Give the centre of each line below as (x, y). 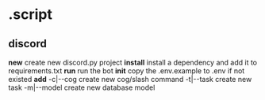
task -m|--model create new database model (82, 87)
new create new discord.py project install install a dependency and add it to (133, 62)
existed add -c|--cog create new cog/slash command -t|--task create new (130, 79)
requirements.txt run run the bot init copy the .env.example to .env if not (127, 71)
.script (31, 15)
